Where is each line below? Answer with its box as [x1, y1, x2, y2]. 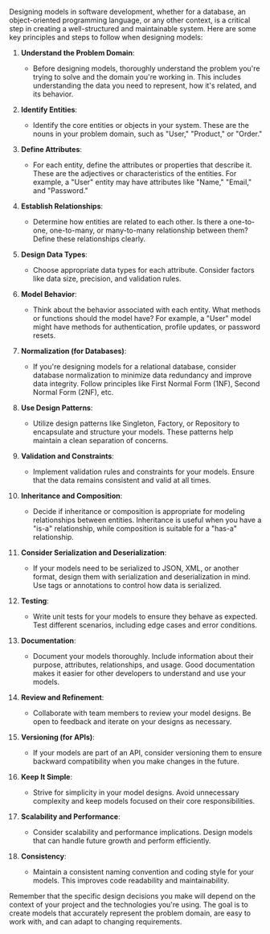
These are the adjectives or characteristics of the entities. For [32, 169, 237, 178]
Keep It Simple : [20, 772, 73, 781]
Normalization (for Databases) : [20, 346, 127, 356]
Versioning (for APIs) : [20, 732, 95, 742]
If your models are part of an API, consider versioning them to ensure [32, 748, 262, 757]
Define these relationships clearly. [32, 234, 146, 244]
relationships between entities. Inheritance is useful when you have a [32, 515, 262, 525]
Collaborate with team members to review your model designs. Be [32, 708, 252, 718]
